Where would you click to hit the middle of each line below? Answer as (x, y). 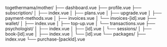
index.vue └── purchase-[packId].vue (45, 39)
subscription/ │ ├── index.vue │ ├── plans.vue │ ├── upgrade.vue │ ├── (83, 13)
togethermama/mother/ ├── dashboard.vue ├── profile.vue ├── (73, 8)
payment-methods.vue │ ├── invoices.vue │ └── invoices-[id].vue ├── (81, 18)
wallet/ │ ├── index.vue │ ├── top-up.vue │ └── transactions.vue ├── (80, 23)
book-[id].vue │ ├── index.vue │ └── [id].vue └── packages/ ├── (76, 34)
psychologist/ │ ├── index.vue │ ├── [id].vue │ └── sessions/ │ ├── (78, 29)
